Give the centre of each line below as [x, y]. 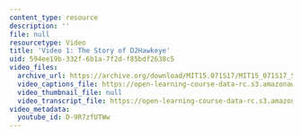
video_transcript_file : [62, 101]
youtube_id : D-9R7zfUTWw [64, 117]
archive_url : [42, 76]
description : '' [40, 26]
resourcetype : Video [48, 42]
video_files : [34, 68]
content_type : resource [54, 17]
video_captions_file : [58, 84]
